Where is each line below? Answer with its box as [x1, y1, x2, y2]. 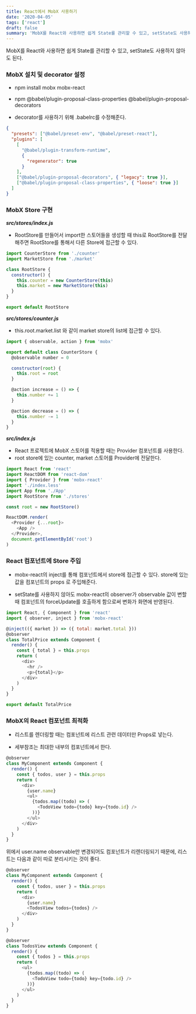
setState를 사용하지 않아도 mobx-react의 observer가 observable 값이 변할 [14, 591, 187, 598]
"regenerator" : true [27, 158, 77, 164]
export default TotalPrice [6, 702, 72, 708]
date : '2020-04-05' [6, 14, 54, 20]
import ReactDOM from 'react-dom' [6, 472, 90, 478]
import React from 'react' [6, 466, 72, 472]
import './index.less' [6, 482, 61, 488]
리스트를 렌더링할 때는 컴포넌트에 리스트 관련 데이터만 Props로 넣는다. [14, 731, 174, 738]
